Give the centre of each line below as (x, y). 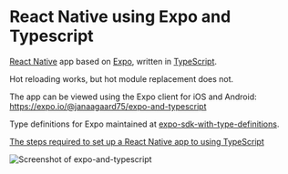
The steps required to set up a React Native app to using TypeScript (137, 141)
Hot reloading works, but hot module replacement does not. (122, 78)
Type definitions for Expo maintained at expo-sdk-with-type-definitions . (144, 124)
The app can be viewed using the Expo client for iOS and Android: (133, 97)
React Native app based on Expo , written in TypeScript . (113, 61)
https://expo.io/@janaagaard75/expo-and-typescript (108, 106)
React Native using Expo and (120, 17)
